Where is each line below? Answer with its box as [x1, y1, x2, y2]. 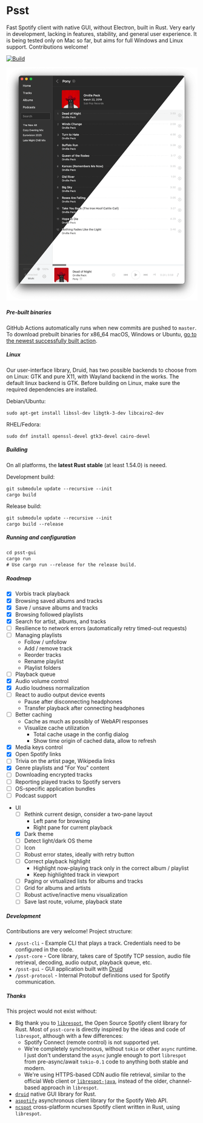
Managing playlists [15, 631, 62, 639]
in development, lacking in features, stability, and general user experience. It [6, 30, 197, 37]
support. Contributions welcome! [6, 43, 88, 50]
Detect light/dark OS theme [24, 837, 93, 844]
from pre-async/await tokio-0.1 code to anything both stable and [24, 1058, 188, 1065]
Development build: [6, 473, 55, 481]
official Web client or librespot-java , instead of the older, [24, 1077, 168, 1085]
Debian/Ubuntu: [6, 397, 46, 405]
